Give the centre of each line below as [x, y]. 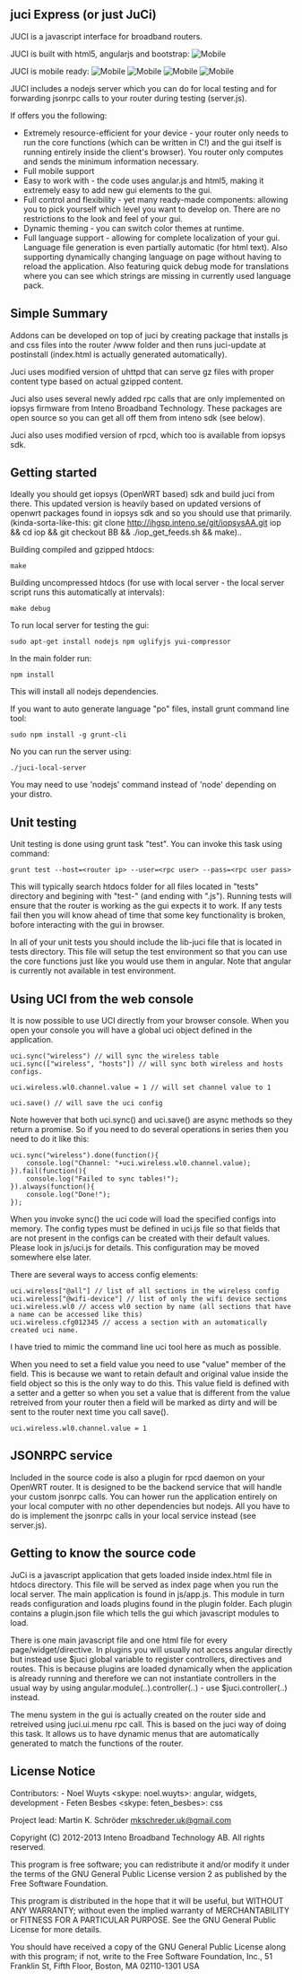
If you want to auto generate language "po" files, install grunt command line [150, 709]
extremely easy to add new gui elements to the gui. [118, 190]
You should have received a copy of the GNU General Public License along [148, 1947]
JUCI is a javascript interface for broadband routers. [106, 36]
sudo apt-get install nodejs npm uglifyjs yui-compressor [121, 642]
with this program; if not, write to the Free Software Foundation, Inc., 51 [141, 1956]
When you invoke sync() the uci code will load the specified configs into [143, 1219]
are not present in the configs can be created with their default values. [140, 1238]
